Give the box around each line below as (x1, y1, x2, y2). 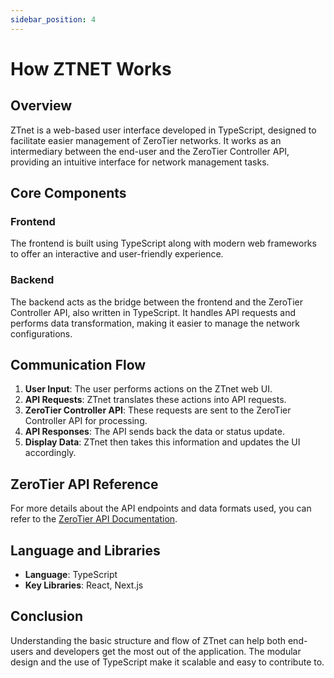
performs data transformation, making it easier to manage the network (10, 317, 300, 329)
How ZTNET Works (10, 57, 172, 80)
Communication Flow (10, 357, 147, 373)
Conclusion (10, 608, 84, 625)
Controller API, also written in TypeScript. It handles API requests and (10, 306, 296, 318)
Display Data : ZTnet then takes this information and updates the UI (24, 436, 301, 448)
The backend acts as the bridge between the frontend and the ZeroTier (10, 296, 303, 308)
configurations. (10, 327, 73, 340)
